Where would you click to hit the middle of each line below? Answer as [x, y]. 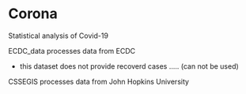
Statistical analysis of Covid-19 [59, 36]
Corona [33, 14]
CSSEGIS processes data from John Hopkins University [99, 81]
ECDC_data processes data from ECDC [72, 51]
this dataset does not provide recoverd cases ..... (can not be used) [129, 66]
